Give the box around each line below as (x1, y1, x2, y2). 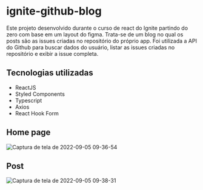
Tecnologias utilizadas (6, 68, 93, 78)
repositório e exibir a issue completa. (6, 50, 99, 57)
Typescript (15, 97, 42, 104)
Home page (6, 127, 51, 138)
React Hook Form (15, 109, 59, 117)
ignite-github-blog (6, 4, 102, 18)
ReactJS (15, 84, 36, 91)
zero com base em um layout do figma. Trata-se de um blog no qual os (6, 30, 184, 38)
